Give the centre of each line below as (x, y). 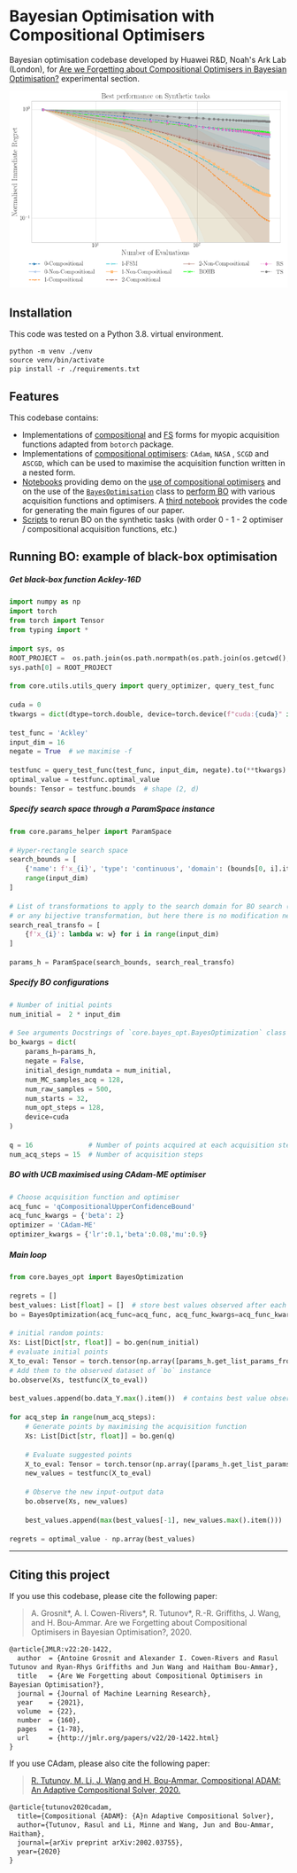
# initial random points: (57, 1333)
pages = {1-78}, (51, 1729)
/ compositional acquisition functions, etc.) (99, 529)
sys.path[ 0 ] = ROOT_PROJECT (61, 667)
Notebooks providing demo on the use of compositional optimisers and (151, 482)
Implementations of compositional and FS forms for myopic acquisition (151, 435)
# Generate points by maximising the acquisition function (136, 1427)
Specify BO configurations (59, 982)
